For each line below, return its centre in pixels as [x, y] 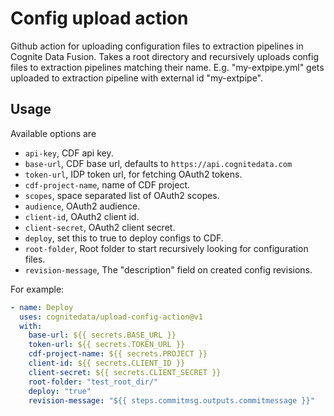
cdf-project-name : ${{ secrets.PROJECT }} [118, 354]
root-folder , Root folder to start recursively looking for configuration [166, 248]
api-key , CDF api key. [69, 153]
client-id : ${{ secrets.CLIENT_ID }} [107, 363]
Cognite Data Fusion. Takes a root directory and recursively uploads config [165, 56]
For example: [37, 289]
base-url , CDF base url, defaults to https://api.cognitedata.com [158, 163]
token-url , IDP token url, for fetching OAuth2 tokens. [133, 174]
